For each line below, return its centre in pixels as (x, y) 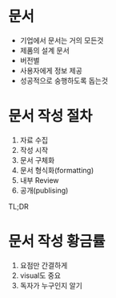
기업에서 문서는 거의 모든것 (62, 40)
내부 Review (39, 180)
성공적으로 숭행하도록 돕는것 (64, 81)
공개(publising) (44, 190)
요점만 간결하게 (44, 265)
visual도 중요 (40, 275)
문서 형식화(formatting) (57, 170)
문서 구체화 (37, 160)
